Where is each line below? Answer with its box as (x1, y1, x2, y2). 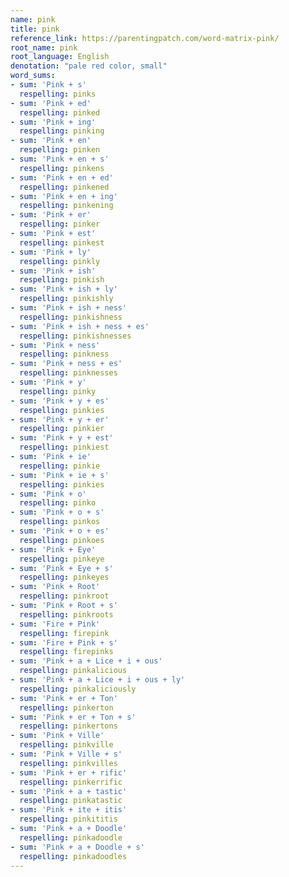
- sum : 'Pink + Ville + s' (10, 749, 123, 759)
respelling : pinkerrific (19, 777, 123, 787)
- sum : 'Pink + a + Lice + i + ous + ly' (10, 675, 186, 685)
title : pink (10, 24, 60, 34)
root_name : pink (10, 42, 78, 53)
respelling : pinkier (19, 424, 105, 434)
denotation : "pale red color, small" (10, 61, 168, 71)
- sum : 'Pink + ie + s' (10, 470, 110, 480)
